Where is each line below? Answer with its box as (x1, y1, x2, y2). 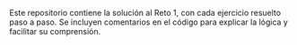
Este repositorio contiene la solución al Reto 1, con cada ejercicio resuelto (9, 8, 281, 18)
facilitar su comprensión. (9, 26, 101, 36)
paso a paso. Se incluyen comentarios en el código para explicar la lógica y (9, 17, 289, 27)
